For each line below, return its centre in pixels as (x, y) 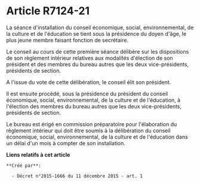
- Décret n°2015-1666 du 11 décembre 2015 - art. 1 (77, 176)
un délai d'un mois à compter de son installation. (66, 143)
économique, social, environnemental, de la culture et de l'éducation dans (97, 137)
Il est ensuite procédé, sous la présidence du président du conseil (87, 93)
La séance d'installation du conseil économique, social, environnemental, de (100, 27)
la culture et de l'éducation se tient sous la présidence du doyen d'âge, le (96, 33)
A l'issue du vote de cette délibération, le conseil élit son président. (89, 82)
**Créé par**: (24, 166)
